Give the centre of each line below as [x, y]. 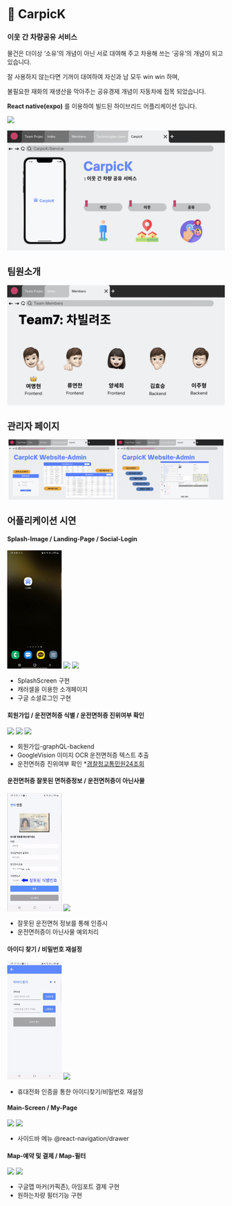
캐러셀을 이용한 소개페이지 [52, 690]
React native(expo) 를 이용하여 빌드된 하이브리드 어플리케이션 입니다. [102, 106]
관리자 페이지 [33, 426]
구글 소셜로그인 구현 [44, 698]
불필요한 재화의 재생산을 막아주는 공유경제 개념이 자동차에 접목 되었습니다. [107, 91]
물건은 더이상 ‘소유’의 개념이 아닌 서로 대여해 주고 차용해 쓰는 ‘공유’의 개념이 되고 [115, 53]
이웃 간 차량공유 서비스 [42, 37]
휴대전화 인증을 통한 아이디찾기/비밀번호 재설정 [80, 1092]
